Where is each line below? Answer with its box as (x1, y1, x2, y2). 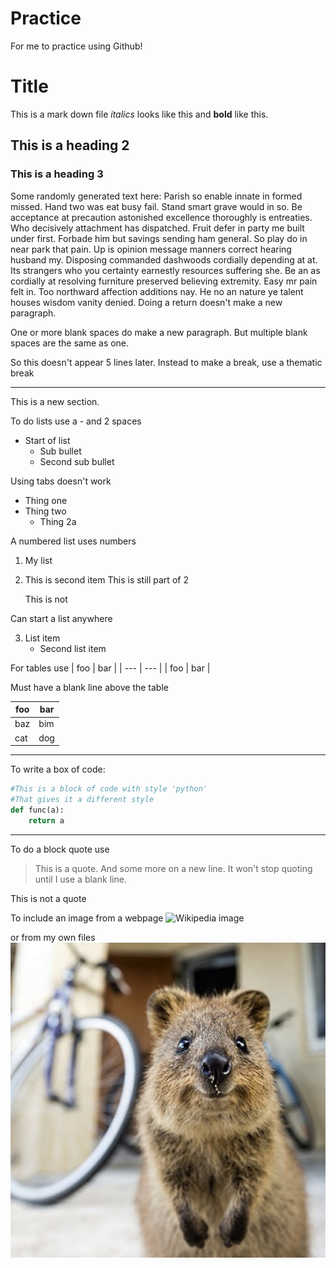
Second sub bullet (39, 455, 115, 467)
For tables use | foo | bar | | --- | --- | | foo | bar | (10, 662, 211, 674)
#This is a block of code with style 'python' (10, 784, 208, 794)
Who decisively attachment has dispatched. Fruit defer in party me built (10, 222, 305, 234)
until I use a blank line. (34, 873, 127, 885)
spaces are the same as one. (10, 337, 130, 349)
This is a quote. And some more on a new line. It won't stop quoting (34, 862, 313, 874)
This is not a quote (10, 892, 87, 904)
